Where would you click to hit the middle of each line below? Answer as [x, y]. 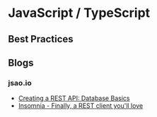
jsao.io [20, 82]
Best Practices [41, 39]
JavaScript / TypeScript [79, 13]
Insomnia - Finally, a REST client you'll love [81, 106]
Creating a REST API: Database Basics [74, 98]
